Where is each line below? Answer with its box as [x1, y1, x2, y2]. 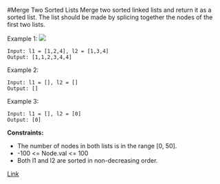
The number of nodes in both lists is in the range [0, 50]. [16, 142, 177, 150]
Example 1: [7, 34, 38, 43]
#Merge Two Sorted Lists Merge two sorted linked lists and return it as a [7, 6, 212, 14]
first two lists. [7, 21, 46, 28]
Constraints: [7, 128, 44, 137]
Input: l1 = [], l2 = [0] [7, 111, 81, 117]
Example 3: [7, 97, 39, 105]
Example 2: [7, 66, 39, 74]
